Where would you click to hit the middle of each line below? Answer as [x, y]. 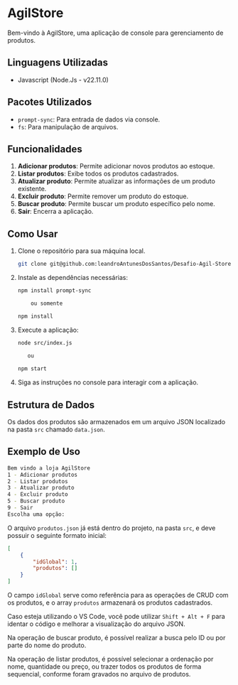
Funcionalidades [45, 149]
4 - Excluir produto [38, 495]
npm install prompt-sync [54, 291]
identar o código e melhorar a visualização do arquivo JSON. [97, 624]
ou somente [47, 303]
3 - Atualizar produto [41, 488]
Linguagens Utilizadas [58, 63]
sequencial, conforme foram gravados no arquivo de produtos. [99, 674]
